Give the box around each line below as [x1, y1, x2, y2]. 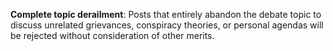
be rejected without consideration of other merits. [10, 30, 215, 41]
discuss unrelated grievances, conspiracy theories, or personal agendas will [10, 19, 324, 31]
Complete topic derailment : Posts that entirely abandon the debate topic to [10, 9, 322, 20]
